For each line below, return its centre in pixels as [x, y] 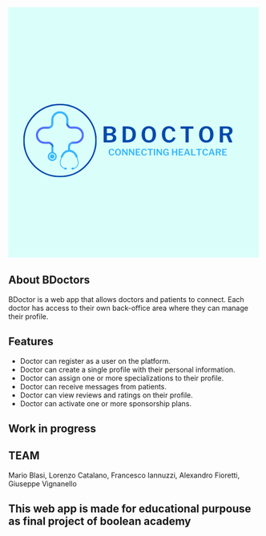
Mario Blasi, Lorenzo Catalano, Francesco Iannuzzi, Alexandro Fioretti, [124, 475]
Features [31, 342]
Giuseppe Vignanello [43, 483]
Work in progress [52, 429]
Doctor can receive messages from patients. [93, 386]
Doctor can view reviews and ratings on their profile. [107, 395]
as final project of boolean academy [100, 521]
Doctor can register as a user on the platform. [95, 361]
